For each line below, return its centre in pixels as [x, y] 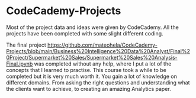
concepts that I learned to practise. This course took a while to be [86, 70]
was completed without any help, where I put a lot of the [103, 64]
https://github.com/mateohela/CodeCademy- [102, 45]
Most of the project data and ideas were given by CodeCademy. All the [92, 27]
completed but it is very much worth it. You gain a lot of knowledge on [92, 76]
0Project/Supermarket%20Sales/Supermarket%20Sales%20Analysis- [92, 57]
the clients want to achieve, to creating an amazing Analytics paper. [89, 89]
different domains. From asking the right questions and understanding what [98, 82]
